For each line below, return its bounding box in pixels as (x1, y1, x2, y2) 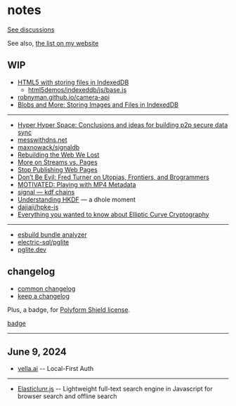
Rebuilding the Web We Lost (17, 150, 100, 159)
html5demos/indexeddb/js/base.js (27, 85, 127, 93)
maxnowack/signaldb (17, 143, 80, 151)
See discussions (7, 25, 55, 34)
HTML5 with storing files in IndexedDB (17, 78, 129, 86)
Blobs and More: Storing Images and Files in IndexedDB (17, 100, 179, 109)
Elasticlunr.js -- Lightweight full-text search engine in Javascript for (17, 385, 213, 393)
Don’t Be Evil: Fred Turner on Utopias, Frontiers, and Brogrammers (17, 173, 209, 181)
